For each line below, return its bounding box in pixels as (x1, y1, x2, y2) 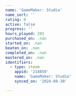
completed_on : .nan (5, 50, 47, 55)
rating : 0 (5, 17, 27, 22)
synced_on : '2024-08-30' (14, 79, 67, 84)
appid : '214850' (14, 69, 49, 75)
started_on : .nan (5, 41, 42, 46)
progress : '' (5, 27, 33, 32)
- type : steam (10, 64, 40, 69)
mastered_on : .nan (5, 55, 44, 60)
